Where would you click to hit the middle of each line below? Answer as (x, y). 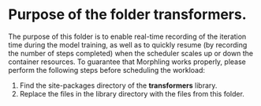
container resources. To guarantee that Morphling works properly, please (127, 62)
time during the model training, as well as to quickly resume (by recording (128, 44)
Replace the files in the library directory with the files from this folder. (132, 93)
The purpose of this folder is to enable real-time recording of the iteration (127, 36)
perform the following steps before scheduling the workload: (107, 70)
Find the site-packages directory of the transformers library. (118, 85)
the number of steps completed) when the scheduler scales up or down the (131, 53)
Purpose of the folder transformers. (127, 15)
